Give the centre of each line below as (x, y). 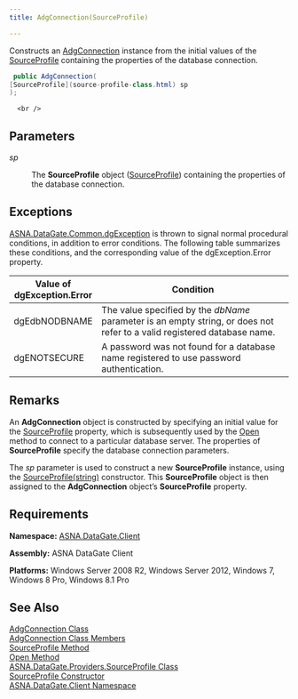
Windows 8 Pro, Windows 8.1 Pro (70, 580)
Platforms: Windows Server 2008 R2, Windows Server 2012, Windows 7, (142, 570)
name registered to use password (171, 358)
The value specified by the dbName (176, 309)
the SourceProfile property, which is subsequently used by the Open (134, 431)
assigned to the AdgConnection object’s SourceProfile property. (128, 486)
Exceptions (41, 212)
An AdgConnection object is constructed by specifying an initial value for (144, 422)
